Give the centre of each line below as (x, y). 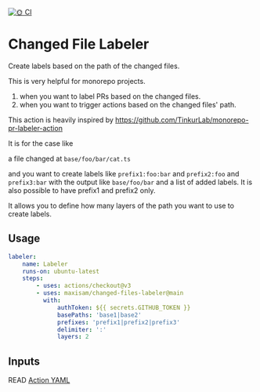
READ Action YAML (39, 380)
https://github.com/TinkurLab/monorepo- (182, 120)
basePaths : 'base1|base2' (100, 315)
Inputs (24, 361)
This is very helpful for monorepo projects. (77, 81)
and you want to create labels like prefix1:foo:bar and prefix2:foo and (124, 173)
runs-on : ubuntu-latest (61, 271)
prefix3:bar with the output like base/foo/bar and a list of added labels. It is (130, 182)
